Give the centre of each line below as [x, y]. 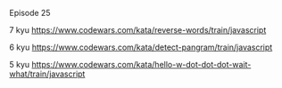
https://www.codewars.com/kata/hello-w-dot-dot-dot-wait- [141, 64]
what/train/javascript [47, 74]
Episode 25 [30, 13]
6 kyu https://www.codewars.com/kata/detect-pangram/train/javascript [141, 47]
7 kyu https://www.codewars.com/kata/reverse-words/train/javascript [138, 30]
